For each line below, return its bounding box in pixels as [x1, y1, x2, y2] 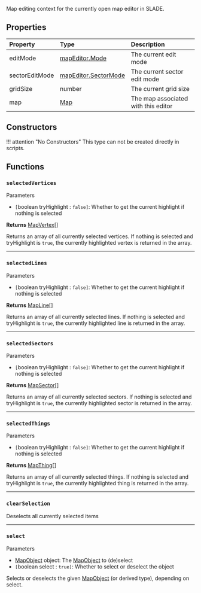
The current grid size [130, 84, 190, 93]
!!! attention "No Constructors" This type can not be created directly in [6, 138, 179, 145]
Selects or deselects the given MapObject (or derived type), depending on [6, 574, 190, 582]
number [59, 84, 82, 93]
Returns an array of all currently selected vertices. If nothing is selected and [6, 233, 193, 240]
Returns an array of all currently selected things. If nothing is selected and [6, 473, 189, 481]
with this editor [130, 102, 173, 110]
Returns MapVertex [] [6, 221, 59, 229]
